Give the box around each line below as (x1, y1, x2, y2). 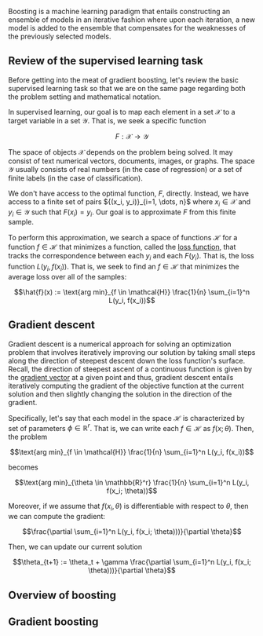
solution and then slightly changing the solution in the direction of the (8, 389, 232, 399)
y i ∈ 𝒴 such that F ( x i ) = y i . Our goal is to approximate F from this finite (8, 207, 236, 218)
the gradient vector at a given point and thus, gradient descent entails (8, 372, 234, 382)
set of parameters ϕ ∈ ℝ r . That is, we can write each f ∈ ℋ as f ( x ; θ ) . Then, (8, 422, 254, 433)
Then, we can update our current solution (8, 542, 143, 552)
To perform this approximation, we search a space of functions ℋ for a (8, 233, 238, 243)
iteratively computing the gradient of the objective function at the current (8, 381, 245, 390)
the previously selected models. (8, 31, 111, 41)
